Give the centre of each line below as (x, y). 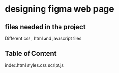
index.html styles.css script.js (35, 65)
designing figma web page (60, 9)
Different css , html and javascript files (43, 38)
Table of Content (31, 53)
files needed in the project (45, 27)
